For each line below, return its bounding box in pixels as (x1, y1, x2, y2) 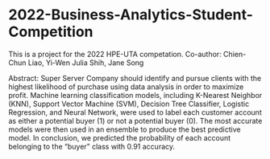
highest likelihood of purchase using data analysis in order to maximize (8, 82, 244, 92)
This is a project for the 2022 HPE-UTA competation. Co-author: (8, 49, 222, 59)
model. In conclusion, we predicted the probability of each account (8, 132, 231, 142)
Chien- (222, 49, 247, 59)
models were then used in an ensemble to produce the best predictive (8, 124, 241, 134)
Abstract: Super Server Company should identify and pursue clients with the (8, 73, 262, 83)
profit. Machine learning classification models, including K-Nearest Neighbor (8, 90, 263, 100)
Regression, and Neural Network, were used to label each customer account (8, 107, 262, 117)
